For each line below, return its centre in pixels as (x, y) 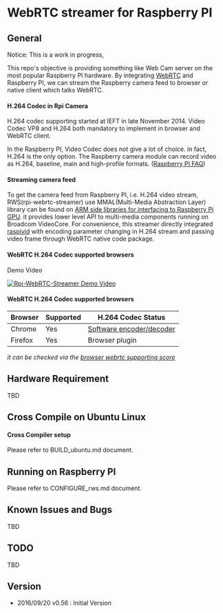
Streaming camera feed (42, 179)
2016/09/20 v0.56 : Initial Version (64, 603)
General (25, 38)
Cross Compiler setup (39, 434)
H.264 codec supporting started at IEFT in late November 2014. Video (106, 121)
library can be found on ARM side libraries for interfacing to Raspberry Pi (110, 210)
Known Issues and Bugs (60, 510)
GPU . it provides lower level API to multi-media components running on (108, 217)
